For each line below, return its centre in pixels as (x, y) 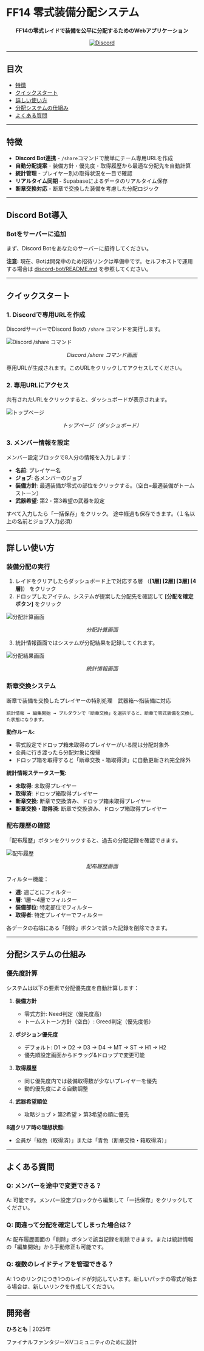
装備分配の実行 (28, 566)
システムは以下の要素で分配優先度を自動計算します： (73, 988)
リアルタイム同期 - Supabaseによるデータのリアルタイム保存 (91, 181)
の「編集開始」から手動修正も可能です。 (57, 1247)
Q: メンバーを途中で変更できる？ (54, 1185)
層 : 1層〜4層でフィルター (46, 900)
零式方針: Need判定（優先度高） (64, 1014)
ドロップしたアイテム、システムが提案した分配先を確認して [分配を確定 (104, 596)
